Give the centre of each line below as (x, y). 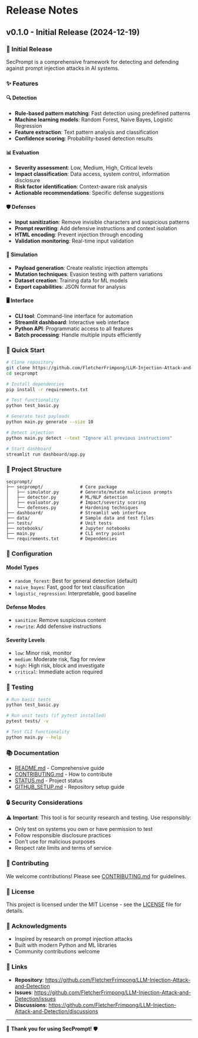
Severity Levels (26, 640)
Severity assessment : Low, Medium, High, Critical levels (84, 168)
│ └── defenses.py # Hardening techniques (72, 507)
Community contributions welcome (57, 952)
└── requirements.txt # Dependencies (62, 539)
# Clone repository (30, 362)
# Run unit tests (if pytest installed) (57, 716)
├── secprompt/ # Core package (62, 487)
